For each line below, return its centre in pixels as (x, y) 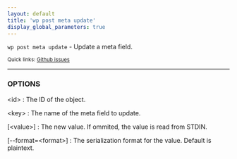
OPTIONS (24, 84)
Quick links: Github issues (39, 60)
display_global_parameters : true (56, 27)
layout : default (31, 14)
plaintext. (21, 148)
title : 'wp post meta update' (52, 20)
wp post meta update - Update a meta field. (70, 47)
